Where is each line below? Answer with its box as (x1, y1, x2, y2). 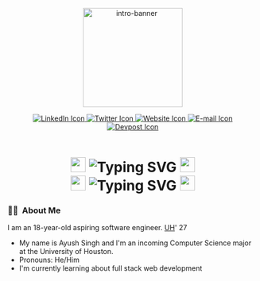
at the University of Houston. (18, 247, 114, 256)
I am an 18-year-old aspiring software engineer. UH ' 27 (7, 223, 188, 233)
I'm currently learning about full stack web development (18, 264, 203, 273)
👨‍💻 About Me (7, 205, 61, 216)
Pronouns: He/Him (18, 255, 80, 265)
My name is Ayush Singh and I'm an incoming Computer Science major (18, 238, 252, 248)
